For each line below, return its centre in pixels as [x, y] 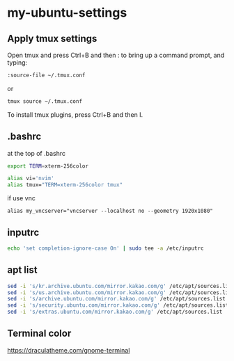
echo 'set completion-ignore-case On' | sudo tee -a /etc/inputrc [106, 248]
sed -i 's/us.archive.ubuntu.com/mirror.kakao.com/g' [87, 292]
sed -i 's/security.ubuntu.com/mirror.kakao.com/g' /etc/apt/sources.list [118, 305]
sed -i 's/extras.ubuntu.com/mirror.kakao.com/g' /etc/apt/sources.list [115, 312]
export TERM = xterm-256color [48, 166]
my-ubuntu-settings [67, 13]
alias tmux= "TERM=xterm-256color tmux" [65, 185]
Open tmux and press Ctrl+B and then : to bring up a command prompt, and [116, 55]
